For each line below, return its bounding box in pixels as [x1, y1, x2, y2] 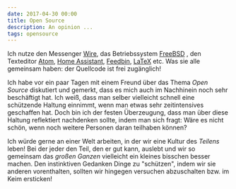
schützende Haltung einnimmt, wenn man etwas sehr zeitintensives [7, 101, 204, 110]
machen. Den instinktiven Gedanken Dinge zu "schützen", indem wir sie [7, 160, 216, 168]
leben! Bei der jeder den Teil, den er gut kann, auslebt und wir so [7, 144, 196, 153]
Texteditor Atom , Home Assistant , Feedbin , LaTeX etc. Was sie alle [7, 57, 200, 66]
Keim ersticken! [7, 175, 53, 183]
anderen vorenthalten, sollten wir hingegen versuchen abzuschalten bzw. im [7, 167, 230, 176]
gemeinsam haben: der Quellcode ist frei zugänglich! [7, 64, 161, 73]
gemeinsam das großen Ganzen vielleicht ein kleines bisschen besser [7, 152, 211, 161]
